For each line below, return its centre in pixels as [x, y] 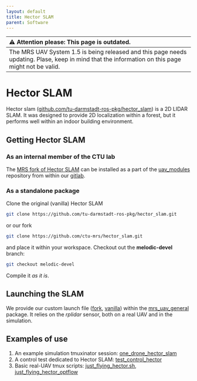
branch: [16, 254]
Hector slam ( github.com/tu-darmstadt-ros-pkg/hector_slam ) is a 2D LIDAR [97, 109]
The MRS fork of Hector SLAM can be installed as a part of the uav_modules [98, 169]
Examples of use [37, 339]
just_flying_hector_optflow [46, 372]
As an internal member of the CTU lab [61, 157]
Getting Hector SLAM [46, 140]
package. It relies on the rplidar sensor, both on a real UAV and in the [89, 314]
